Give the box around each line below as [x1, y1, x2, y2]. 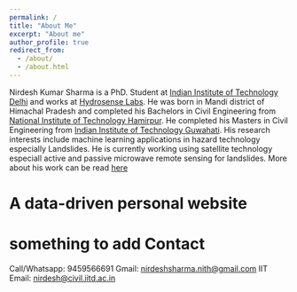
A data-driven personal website [9, 193, 248, 214]
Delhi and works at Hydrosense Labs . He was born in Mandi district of [9, 96, 265, 107]
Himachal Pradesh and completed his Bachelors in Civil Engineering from [9, 106, 277, 116]
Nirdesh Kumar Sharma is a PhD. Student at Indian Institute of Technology [9, 86, 279, 98]
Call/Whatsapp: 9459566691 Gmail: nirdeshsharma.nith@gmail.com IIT [9, 264, 269, 273]
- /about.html [17, 63, 69, 72]
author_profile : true [9, 37, 90, 47]
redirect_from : [9, 46, 66, 55]
